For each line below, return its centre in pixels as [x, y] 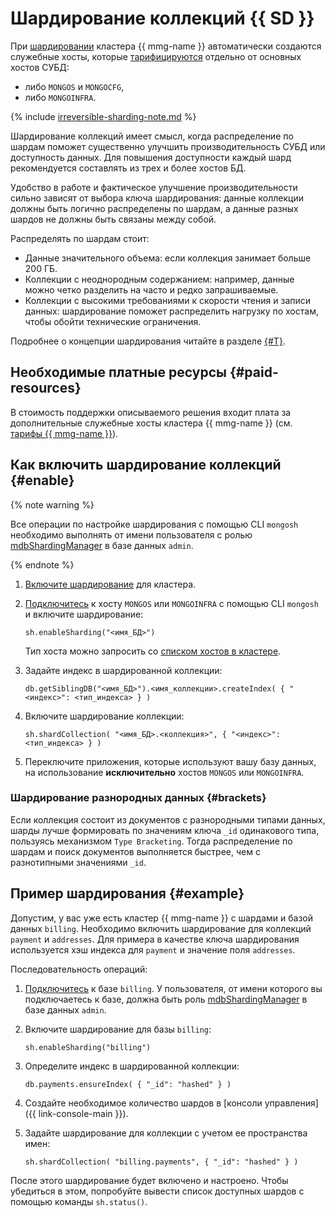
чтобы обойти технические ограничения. [113, 321]
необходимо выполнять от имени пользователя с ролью [131, 534]
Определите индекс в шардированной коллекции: [132, 1066]
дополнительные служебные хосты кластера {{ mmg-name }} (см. [151, 423]
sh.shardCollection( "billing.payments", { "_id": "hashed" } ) [161, 1162]
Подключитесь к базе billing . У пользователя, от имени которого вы [173, 988]
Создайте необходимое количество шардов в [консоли [143, 1103]
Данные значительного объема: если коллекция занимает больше [168, 258]
